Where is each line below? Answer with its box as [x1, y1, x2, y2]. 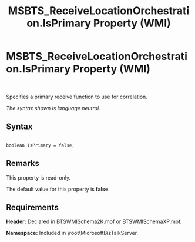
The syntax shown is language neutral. [6, 104, 101, 111]
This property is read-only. [6, 174, 71, 181]
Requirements [6, 202, 59, 213]
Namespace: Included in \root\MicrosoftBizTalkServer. [6, 230, 139, 237]
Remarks [6, 158, 40, 168]
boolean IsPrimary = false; [6, 142, 75, 148]
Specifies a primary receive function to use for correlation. [6, 93, 148, 100]
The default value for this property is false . [6, 185, 110, 193]
